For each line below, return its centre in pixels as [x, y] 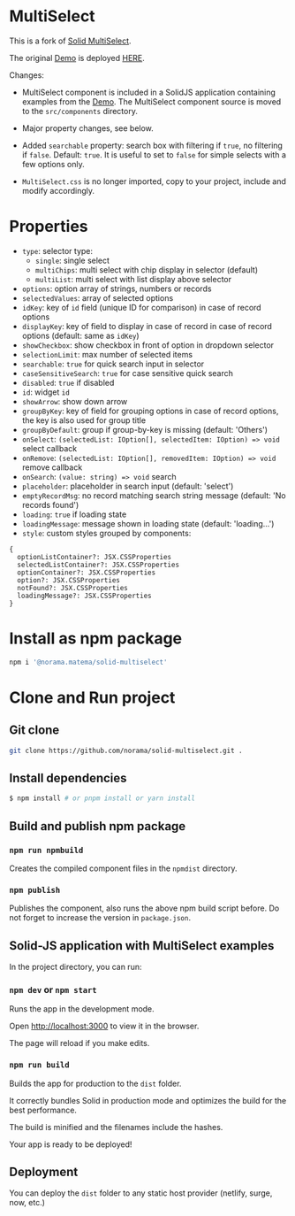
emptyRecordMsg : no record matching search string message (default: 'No [154, 495]
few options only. [53, 164]
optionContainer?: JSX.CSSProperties [87, 573]
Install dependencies [68, 777]
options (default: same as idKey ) [80, 335]
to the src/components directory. [80, 111]
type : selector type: [57, 250]
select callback [49, 448]
